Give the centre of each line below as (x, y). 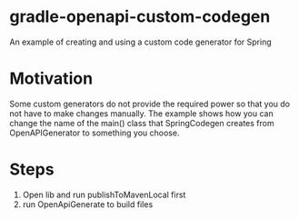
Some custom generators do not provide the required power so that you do (150, 104)
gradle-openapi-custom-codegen (140, 17)
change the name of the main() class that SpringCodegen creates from (142, 123)
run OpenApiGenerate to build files (88, 204)
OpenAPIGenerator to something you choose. (95, 133)
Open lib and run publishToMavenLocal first (104, 194)
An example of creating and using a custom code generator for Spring (141, 42)
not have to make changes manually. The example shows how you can (142, 113)
